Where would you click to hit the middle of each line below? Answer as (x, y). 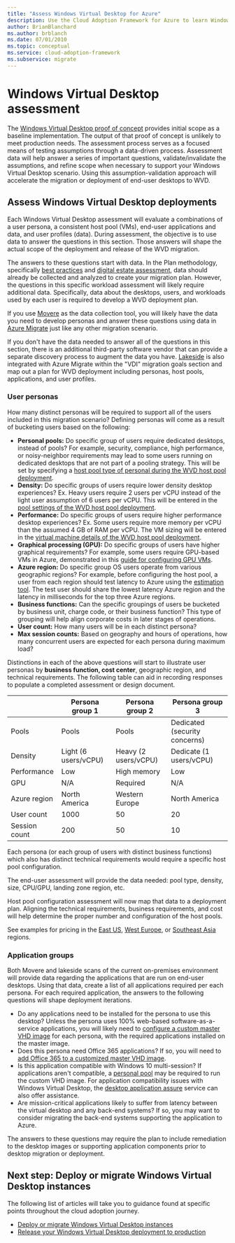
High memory (138, 771)
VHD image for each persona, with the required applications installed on (121, 1036)
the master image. (43, 1044)
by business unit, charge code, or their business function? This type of (119, 611)
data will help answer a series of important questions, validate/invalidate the (117, 157)
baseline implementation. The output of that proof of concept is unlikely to (114, 135)
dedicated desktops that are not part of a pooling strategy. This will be (119, 463)
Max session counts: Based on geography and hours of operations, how (122, 633)
